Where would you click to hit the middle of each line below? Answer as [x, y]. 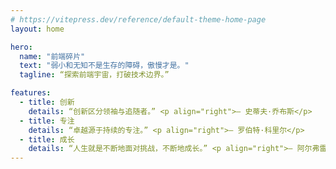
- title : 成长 [47, 139]
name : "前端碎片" [52, 56]
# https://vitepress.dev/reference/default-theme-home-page [138, 19]
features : [31, 93]
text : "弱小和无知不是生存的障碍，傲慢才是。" [104, 66]
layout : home [37, 29]
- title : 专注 [47, 121]
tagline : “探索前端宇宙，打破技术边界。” [94, 75]
